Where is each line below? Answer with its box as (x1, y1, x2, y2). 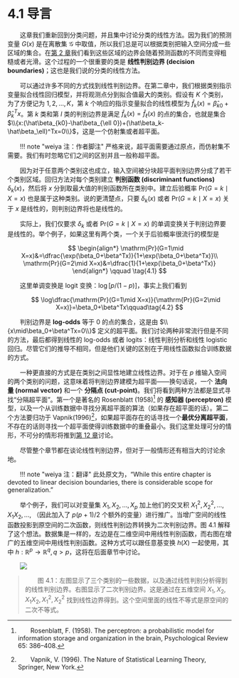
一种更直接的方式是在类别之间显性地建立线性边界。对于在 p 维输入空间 (20, 368, 227, 377)
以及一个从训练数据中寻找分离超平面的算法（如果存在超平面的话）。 (19, 404, 216, 412)
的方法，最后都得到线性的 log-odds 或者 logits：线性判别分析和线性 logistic (7, 335, 228, 344)
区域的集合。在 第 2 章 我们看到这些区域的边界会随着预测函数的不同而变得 (7, 48, 221, 57)
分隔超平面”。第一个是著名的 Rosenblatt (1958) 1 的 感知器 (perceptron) (16, 394, 224, 404)
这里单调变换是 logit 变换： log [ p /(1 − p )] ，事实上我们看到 (20, 281, 187, 289)
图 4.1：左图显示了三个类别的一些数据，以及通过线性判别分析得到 (37, 576, 228, 584)
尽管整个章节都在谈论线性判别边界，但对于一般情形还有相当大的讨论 (20, 446, 219, 454)
